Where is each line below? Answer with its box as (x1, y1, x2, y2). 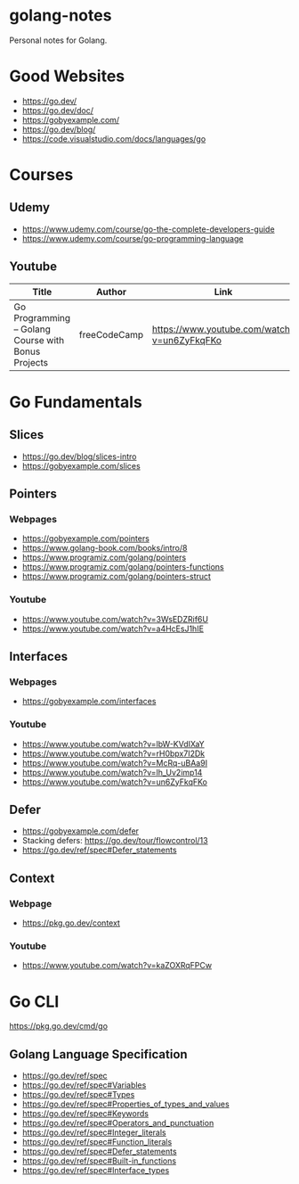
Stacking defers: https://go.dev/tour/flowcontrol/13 (21, 835, 208, 846)
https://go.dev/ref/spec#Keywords (21, 1108, 149, 1119)
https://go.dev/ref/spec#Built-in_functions (21, 1155, 176, 1166)
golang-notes (9, 5, 112, 26)
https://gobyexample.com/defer (21, 826, 140, 836)
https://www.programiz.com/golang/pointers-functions (21, 562, 224, 572)
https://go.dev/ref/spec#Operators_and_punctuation (21, 1118, 214, 1129)
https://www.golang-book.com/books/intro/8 (21, 543, 188, 554)
